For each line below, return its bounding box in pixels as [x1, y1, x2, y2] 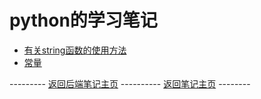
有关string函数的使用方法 [23, 44, 127, 56]
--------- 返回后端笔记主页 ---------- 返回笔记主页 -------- [9, 77, 251, 90]
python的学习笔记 [9, 9, 158, 32]
